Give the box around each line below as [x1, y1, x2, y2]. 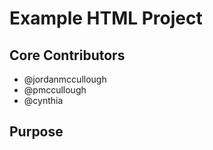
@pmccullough [23, 84, 87, 96]
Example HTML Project [9, 7, 203, 30]
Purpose [9, 123, 64, 141]
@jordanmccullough [23, 73, 107, 85]
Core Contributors [9, 47, 126, 64]
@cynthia [23, 95, 64, 106]
